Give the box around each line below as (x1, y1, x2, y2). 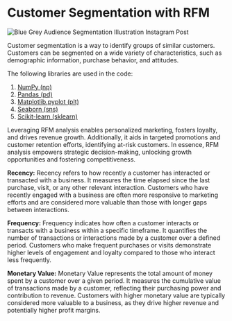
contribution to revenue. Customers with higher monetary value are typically (7, 291, 226, 300)
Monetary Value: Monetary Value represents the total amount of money (7, 269, 213, 277)
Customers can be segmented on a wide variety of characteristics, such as (7, 49, 222, 57)
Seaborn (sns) (17, 105, 58, 113)
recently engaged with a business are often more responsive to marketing (7, 191, 219, 199)
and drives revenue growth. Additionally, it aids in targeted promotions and (7, 133, 221, 141)
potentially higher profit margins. (7, 306, 101, 314)
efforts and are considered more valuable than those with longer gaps (7, 198, 207, 206)
